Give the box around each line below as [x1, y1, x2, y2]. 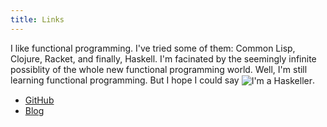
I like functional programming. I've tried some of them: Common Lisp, [10, 42, 296, 54]
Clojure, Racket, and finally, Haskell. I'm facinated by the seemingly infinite [10, 52, 317, 65]
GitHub [24, 94, 55, 106]
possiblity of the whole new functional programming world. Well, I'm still [10, 63, 308, 75]
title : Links [10, 14, 65, 25]
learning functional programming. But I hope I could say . [10, 74, 316, 86]
